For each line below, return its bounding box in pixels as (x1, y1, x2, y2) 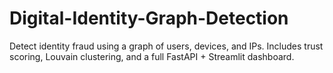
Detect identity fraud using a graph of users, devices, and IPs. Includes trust (9, 40, 324, 52)
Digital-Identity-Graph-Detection (9, 7, 289, 30)
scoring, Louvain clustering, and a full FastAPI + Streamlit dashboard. (9, 50, 295, 62)
